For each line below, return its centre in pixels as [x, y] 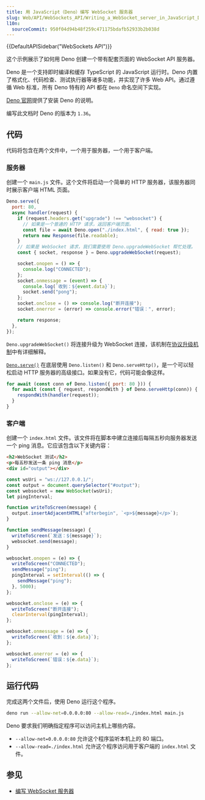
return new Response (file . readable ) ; [70, 235]
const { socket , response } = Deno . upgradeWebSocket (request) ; [99, 253]
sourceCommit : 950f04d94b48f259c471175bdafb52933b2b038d [86, 29]
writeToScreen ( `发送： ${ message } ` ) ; [57, 536]
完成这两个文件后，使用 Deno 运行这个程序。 [63, 702]
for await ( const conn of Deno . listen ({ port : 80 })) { [79, 384]
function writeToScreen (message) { [52, 508]
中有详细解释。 [31, 352]
